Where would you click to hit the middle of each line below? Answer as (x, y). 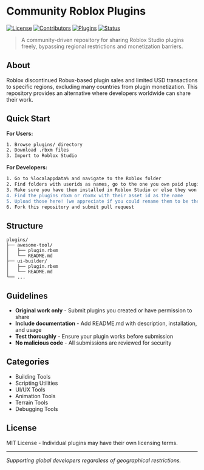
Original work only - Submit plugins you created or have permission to (104, 310)
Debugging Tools (36, 409)
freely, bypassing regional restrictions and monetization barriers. (102, 46)
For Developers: (27, 167)
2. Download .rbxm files (38, 150)
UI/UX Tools (30, 389)
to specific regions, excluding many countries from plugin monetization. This (102, 86)
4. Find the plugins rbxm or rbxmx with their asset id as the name (95, 195)
